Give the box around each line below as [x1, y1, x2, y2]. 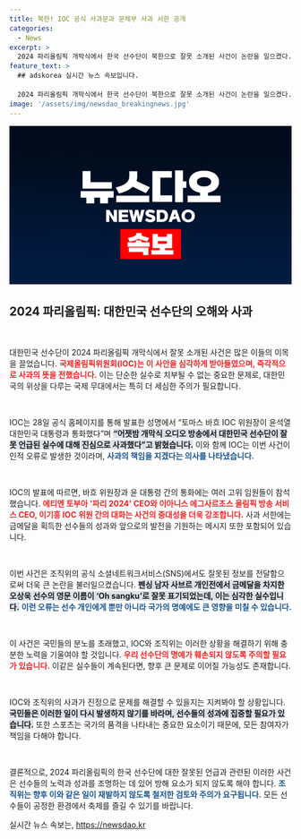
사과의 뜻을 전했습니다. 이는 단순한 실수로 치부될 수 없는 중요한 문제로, [18, 369, 262, 380]
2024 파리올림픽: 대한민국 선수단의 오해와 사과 [9, 304, 254, 320]
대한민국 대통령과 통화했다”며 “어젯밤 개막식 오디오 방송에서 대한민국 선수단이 [9, 428, 279, 439]
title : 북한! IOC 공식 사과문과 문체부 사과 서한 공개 [9, 14, 186, 23]
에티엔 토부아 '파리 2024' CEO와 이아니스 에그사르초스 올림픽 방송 [42, 498, 273, 509]
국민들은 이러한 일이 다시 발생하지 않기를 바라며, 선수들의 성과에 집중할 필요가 [9, 707, 276, 718]
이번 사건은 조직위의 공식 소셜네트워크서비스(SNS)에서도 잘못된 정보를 [9, 568, 254, 578]
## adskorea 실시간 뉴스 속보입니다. [17, 72, 140, 81]
